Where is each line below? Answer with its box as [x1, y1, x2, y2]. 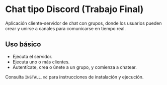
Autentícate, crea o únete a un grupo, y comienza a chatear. [12, 64, 137, 70]
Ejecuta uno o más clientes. [12, 59, 70, 65]
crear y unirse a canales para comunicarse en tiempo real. [5, 25, 126, 31]
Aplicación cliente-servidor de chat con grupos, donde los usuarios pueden [5, 20, 162, 26]
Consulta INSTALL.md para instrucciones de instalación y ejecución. [5, 74, 144, 80]
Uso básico [5, 40, 41, 49]
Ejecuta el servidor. [12, 53, 53, 59]
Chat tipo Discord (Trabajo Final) [5, 4, 144, 15]
